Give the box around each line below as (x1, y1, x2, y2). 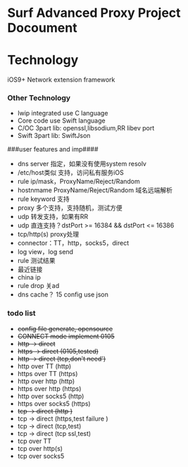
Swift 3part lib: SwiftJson (17, 132, 91, 140)
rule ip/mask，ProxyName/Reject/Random (17, 178, 141, 186)
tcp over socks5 (17, 452, 65, 460)
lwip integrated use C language (17, 109, 108, 118)
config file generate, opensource (17, 324, 113, 332)
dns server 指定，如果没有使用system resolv (17, 160, 146, 168)
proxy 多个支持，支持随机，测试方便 (17, 204, 123, 212)
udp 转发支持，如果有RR (17, 213, 89, 221)
